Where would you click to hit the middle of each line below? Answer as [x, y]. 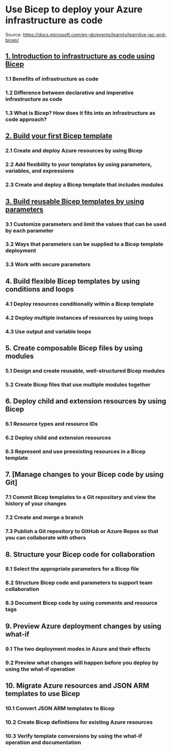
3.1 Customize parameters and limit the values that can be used [86, 224]
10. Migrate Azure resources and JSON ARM [77, 685]
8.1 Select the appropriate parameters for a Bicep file [72, 569]
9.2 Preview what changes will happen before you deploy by [82, 663]
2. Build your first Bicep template [59, 136]
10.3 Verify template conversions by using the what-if [74, 736]
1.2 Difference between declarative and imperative [70, 93]
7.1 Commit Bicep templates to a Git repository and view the [81, 497]
